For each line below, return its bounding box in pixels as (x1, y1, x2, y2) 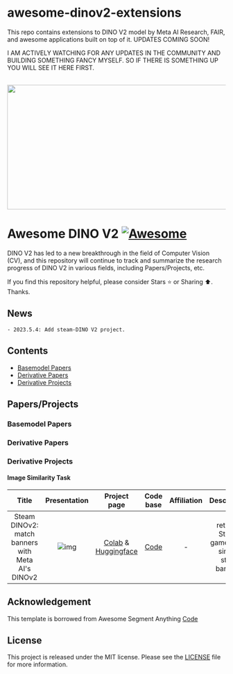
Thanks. (7, 287, 31, 296)
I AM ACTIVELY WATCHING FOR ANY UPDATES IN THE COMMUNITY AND (7, 49, 221, 57)
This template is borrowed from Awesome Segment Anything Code (7, 614, 198, 623)
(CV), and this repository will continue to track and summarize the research (7, 256, 222, 265)
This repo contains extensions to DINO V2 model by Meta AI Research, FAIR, (7, 28, 225, 36)
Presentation (44, 495, 89, 505)
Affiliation (169, 495, 203, 505)
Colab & (103, 537, 130, 547)
